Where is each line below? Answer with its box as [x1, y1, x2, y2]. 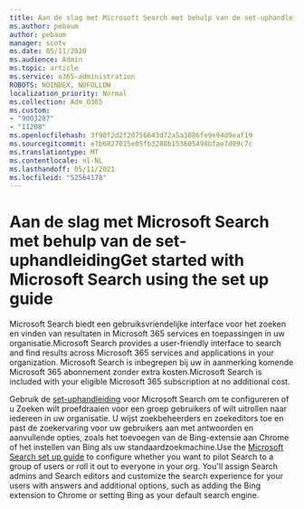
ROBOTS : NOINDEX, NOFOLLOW [9, 80, 111, 90]
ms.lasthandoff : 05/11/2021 [9, 165, 116, 174]
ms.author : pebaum [9, 22, 79, 31]
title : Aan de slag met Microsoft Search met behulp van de [9, 13, 242, 23]
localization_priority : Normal [9, 89, 128, 98]
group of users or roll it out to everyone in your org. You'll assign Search [9, 461, 279, 472]
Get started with [120, 250, 245, 271]
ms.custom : [9, 106, 51, 115]
